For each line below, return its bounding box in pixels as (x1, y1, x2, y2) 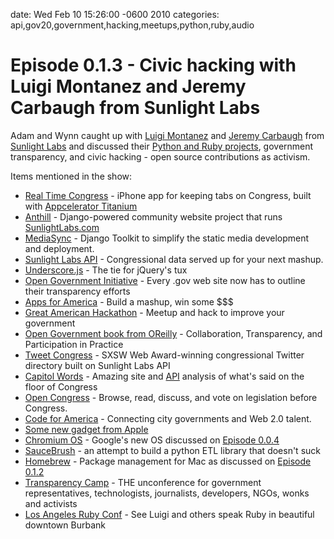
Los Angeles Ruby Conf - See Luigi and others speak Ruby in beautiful (24, 508, 315, 520)
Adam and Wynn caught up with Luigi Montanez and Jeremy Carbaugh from (10, 129, 325, 141)
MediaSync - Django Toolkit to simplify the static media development (24, 232, 310, 244)
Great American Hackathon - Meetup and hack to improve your (24, 306, 285, 318)
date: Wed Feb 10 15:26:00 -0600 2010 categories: (10, 9, 220, 20)
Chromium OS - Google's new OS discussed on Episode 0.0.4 (24, 434, 280, 446)
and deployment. (24, 242, 95, 254)
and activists (24, 497, 78, 509)
